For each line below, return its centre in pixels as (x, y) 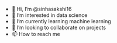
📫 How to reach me (36, 34)
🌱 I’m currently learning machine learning (61, 21)
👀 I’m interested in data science (49, 15)
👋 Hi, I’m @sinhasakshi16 (42, 9)
